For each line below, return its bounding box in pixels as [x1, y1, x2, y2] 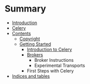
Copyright [19, 36, 40, 42]
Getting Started [19, 41, 51, 47]
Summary [4, 3, 46, 15]
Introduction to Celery [26, 46, 72, 52]
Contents [11, 30, 31, 36]
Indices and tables [11, 73, 50, 79]
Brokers [26, 51, 43, 58]
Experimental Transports [34, 62, 85, 68]
